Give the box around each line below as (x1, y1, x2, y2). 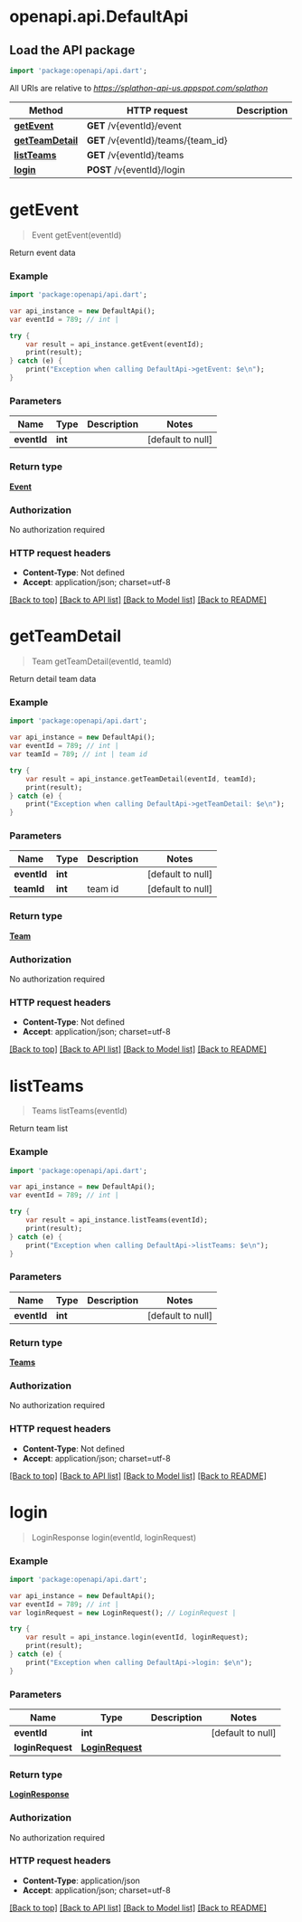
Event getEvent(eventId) (31, 229, 122, 241)
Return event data (9, 247, 76, 258)
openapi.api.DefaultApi (9, 6, 189, 27)
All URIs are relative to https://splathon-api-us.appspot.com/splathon (9, 82, 269, 93)
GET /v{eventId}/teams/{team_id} (86, 134, 228, 147)
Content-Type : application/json (22, 1875, 140, 1886)
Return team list (9, 1123, 69, 1134)
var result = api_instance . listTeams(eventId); (25, 1216, 208, 1225)
